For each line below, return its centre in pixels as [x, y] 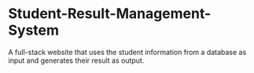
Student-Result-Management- [110, 14]
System [34, 30]
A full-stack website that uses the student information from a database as [127, 52]
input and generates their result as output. [76, 60]
